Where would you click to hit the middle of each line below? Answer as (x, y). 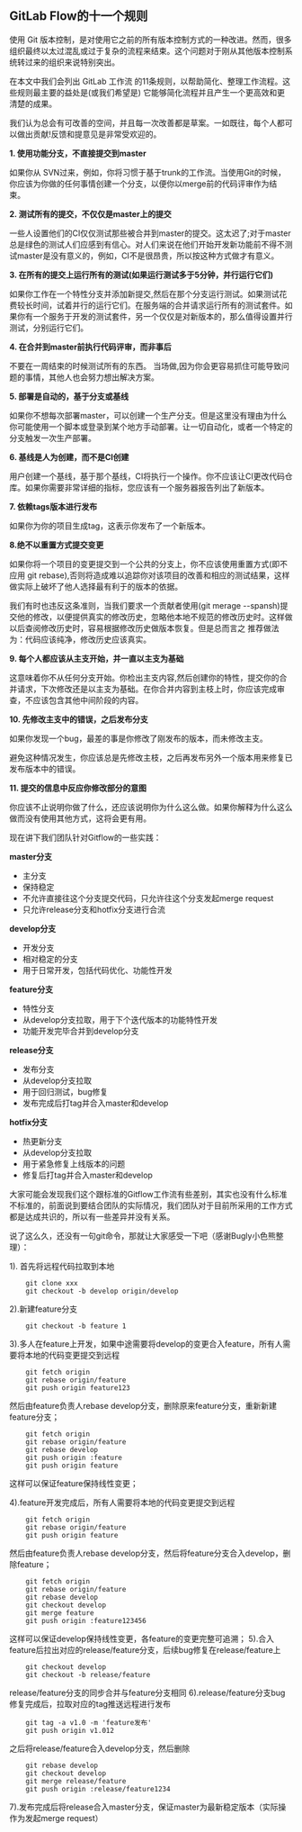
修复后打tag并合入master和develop (87, 1175)
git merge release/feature (76, 1781)
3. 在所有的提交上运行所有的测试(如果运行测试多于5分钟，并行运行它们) (142, 275)
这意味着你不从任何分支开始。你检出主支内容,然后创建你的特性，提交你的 (145, 677)
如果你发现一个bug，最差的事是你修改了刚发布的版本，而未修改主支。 (138, 738)
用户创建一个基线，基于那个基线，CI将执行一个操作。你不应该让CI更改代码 (147, 476)
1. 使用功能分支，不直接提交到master (78, 153)
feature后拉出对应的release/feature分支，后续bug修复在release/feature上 (145, 1649)
